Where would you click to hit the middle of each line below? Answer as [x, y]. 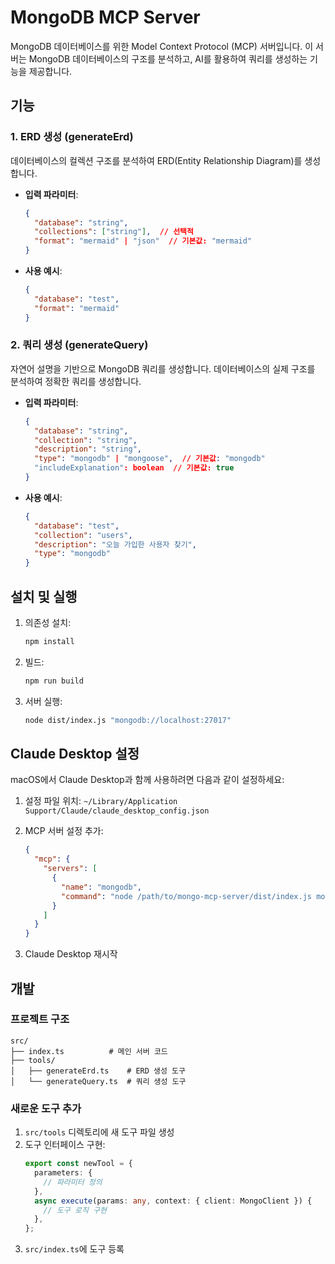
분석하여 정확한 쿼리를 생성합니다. [76, 381]
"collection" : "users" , [83, 535]
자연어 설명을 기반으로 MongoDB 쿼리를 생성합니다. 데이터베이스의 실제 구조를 [163, 368]
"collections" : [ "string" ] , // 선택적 [114, 232]
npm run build [54, 681]
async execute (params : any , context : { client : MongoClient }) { [173, 1201]
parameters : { [63, 1173]
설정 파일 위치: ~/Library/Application [101, 801]
